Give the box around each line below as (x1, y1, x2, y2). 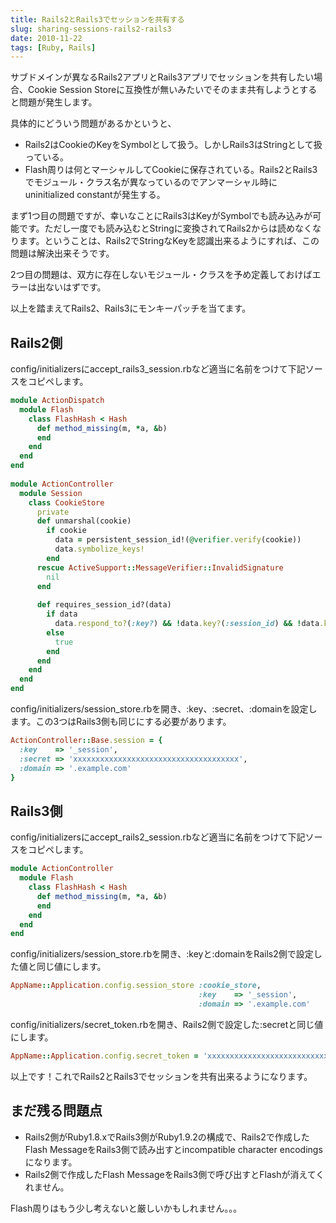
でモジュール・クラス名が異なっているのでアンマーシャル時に (24, 176, 278, 188)
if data (46, 609, 78, 620)
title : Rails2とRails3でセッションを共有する (10, 14, 185, 25)
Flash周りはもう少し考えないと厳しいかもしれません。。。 (10, 1202, 243, 1214)
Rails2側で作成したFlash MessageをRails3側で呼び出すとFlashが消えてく (24, 1168, 325, 1180)
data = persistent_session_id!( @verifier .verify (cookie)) (54, 535, 302, 545)
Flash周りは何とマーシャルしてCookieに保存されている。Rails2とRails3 (24, 164, 318, 176)
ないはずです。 (44, 281, 107, 293)
